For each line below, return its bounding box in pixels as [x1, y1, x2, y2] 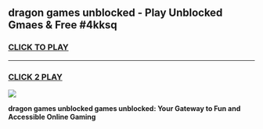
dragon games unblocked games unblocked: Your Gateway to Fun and [8, 103, 241, 113]
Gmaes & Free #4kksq [8, 19, 117, 32]
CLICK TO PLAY [8, 42, 69, 53]
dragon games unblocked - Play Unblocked [8, 6, 223, 20]
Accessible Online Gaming [8, 112, 96, 121]
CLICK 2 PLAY [8, 71, 63, 82]
